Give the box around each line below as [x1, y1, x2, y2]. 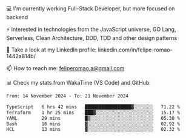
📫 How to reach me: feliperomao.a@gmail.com [6, 65, 125, 71]
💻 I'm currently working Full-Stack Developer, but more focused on [6, 5, 175, 12]
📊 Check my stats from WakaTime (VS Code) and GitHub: [6, 79, 151, 86]
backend [6, 14, 28, 21]
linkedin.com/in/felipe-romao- [98, 46, 173, 53]
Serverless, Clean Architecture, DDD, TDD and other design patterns [6, 34, 178, 41]
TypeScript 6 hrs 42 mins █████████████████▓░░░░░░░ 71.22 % [6, 103, 181, 110]
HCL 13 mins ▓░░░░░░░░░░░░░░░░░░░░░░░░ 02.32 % [6, 126, 181, 133]
